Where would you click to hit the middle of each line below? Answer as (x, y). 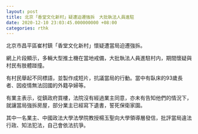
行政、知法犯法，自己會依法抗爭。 (47, 125)
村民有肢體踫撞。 (27, 66)
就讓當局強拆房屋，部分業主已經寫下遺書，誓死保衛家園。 (76, 105)
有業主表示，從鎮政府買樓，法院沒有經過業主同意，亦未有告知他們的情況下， (99, 98)
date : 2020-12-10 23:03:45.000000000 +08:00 (62, 22)
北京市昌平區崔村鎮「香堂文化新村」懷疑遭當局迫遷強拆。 (76, 45)
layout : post (22, 12)
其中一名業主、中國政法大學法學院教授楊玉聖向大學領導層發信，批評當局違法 (99, 118)
